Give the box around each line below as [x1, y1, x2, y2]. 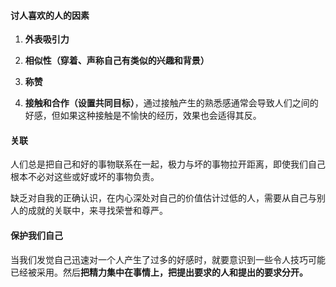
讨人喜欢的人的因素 [10, 9, 90, 21]
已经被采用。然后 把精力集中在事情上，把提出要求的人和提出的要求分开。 [10, 266, 308, 278]
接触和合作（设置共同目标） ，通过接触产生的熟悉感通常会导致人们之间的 [24, 97, 319, 109]
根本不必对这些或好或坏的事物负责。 [10, 171, 160, 183]
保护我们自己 [10, 230, 63, 241]
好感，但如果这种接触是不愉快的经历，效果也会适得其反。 [24, 110, 262, 122]
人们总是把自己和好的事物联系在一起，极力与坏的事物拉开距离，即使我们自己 [10, 158, 326, 170]
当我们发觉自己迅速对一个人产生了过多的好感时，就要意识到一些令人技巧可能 [10, 253, 326, 265]
